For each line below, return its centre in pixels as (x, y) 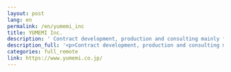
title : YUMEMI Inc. (35, 33)
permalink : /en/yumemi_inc (46, 26)
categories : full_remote (43, 52)
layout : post (26, 13)
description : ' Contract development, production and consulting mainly (113, 39)
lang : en (20, 20)
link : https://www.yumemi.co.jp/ (55, 58)
